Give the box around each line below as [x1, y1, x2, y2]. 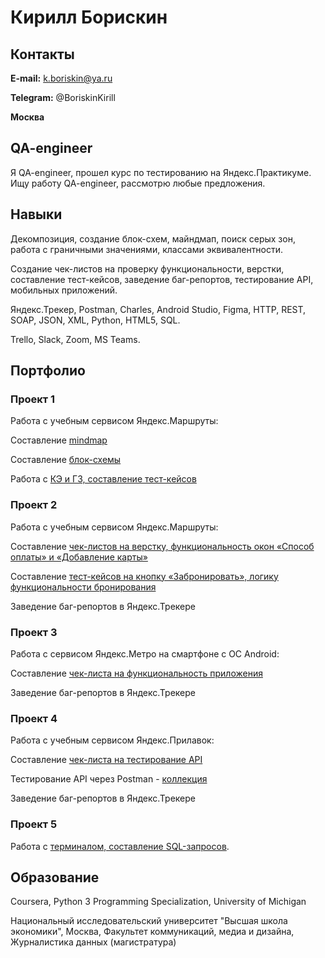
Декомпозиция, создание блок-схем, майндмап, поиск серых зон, [10, 232, 296, 245]
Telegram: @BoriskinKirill [10, 92, 116, 103]
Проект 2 [10, 498, 58, 512]
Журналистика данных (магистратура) [10, 936, 177, 948]
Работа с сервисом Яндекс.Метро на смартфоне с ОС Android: [10, 647, 280, 660]
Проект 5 [10, 817, 58, 831]
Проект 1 [10, 392, 56, 406]
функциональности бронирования [10, 581, 157, 593]
